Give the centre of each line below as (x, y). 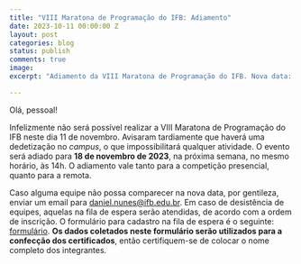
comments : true (38, 59)
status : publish (40, 51)
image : (22, 68)
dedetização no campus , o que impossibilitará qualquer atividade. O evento (150, 146)
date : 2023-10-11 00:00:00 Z (64, 26)
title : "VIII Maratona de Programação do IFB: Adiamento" (120, 18)
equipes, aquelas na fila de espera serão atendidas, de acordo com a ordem (151, 212)
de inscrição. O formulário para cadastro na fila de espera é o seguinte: (142, 221)
